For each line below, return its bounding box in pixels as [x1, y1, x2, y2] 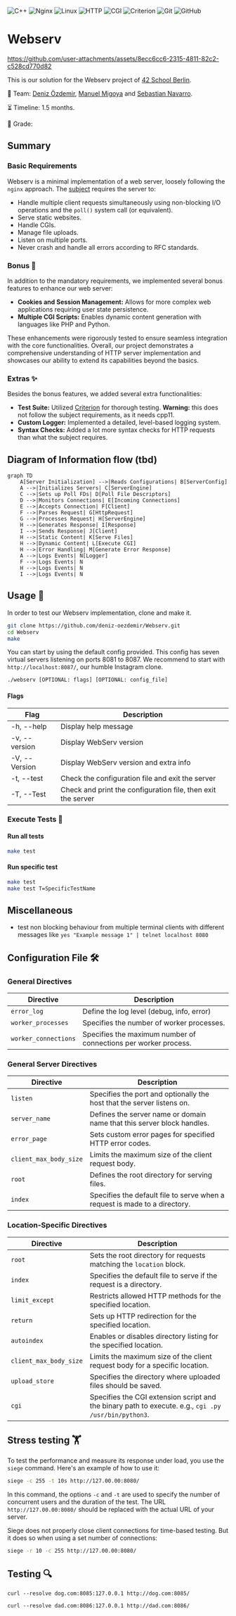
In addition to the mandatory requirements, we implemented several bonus [7, 276, 223, 285]
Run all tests [7, 832, 44, 841]
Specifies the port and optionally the [89, 1089, 209, 1099]
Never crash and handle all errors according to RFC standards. [17, 243, 199, 251]
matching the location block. [89, 1259, 186, 1269]
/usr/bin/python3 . [89, 1409, 150, 1419]
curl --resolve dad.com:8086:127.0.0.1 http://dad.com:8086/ [7, 1602, 190, 1609]
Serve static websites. [17, 213, 82, 222]
